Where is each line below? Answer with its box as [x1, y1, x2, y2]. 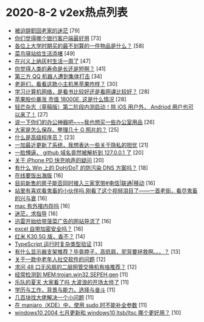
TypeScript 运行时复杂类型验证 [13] [14, 240, 103, 248]
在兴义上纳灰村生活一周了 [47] [14, 57, 91, 65]
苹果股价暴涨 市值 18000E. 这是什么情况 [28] [14, 95, 127, 102]
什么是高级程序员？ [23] [14, 134, 76, 141]
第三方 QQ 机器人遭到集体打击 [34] [14, 73, 102, 80]
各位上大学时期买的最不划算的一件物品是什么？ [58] [14, 42, 144, 49]
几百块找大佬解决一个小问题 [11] [14, 293, 94, 301]
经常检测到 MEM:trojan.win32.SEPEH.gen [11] [14, 271, 128, 278]
